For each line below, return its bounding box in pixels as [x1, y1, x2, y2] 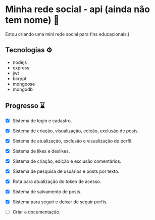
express [12, 64, 29, 70]
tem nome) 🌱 [5, 14, 60, 26]
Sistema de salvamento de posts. [12, 189, 82, 195]
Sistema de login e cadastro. [12, 118, 72, 124]
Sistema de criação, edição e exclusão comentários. [12, 158, 122, 164]
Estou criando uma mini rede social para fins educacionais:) [5, 31, 130, 37]
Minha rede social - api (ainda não [5, 4, 150, 15]
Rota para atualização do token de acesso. [12, 178, 101, 185]
